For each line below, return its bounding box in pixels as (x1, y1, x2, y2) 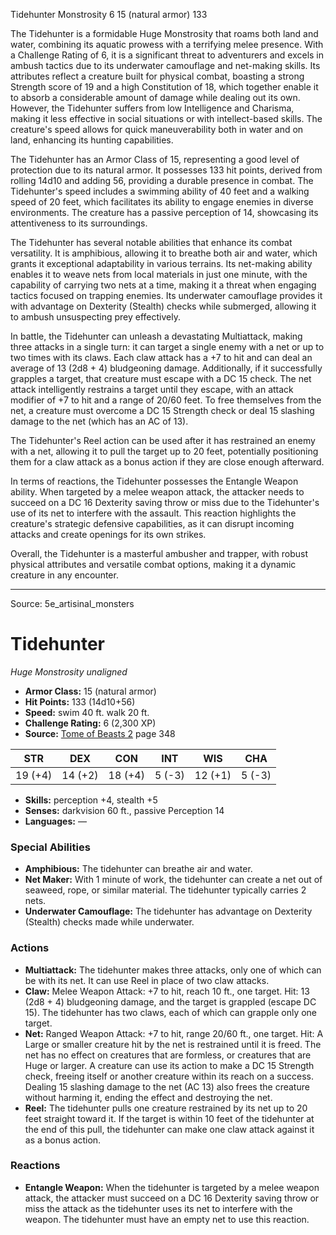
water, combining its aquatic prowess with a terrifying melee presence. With (10, 39, 324, 50)
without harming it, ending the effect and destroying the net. (24, 1091, 273, 1103)
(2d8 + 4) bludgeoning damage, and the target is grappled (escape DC (24, 995, 317, 1008)
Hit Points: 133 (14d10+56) (24, 695, 136, 708)
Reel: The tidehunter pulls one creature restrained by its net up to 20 (24, 1102, 308, 1114)
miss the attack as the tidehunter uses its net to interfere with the (24, 1202, 293, 1214)
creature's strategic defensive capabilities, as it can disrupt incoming (10, 518, 295, 529)
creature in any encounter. (10, 569, 119, 581)
